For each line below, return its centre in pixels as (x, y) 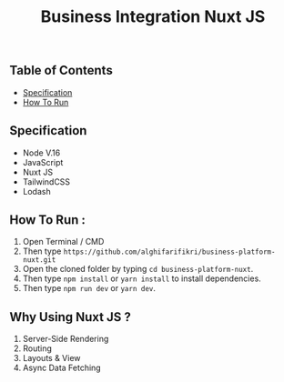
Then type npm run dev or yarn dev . (89, 288)
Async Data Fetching (62, 368)
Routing (37, 348)
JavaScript (43, 162)
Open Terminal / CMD (63, 242)
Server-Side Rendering (66, 339)
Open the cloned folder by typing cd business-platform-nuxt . (138, 269)
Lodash (37, 191)
